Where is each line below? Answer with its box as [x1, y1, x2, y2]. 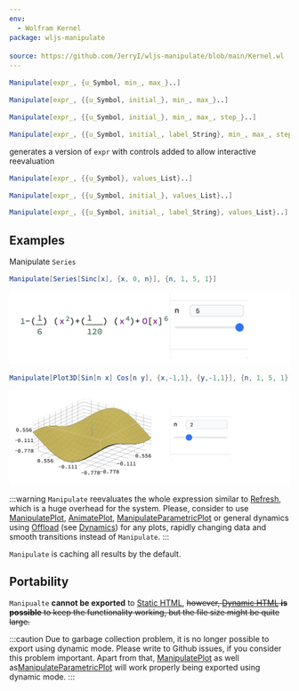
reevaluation [9, 156, 55, 166]
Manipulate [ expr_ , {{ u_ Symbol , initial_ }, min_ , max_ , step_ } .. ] [9, 112, 257, 122]
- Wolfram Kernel [17, 23, 82, 33]
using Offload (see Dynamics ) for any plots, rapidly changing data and [9, 521, 267, 533]
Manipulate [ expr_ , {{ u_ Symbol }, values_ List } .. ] [9, 173, 193, 182]
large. [9, 616, 31, 627]
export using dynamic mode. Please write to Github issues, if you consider [9, 643, 282, 654]
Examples [9, 232, 65, 248]
